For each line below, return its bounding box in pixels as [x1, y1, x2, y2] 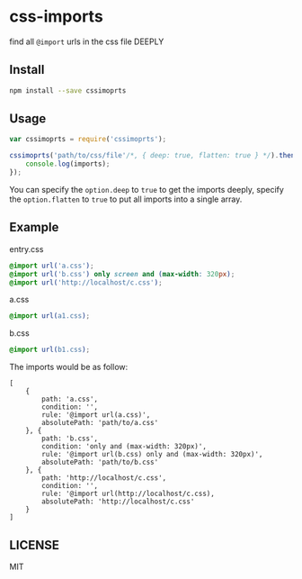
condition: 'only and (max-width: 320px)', [41, 442, 207, 451]
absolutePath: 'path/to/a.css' [41, 419, 159, 428]
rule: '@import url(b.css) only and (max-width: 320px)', [41, 450, 263, 459]
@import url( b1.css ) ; [9, 345, 91, 355]
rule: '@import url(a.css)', [41, 411, 151, 420]
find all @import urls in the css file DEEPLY [9, 36, 164, 47]
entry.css [9, 243, 44, 254]
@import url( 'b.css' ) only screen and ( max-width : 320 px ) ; [9, 269, 235, 278]
